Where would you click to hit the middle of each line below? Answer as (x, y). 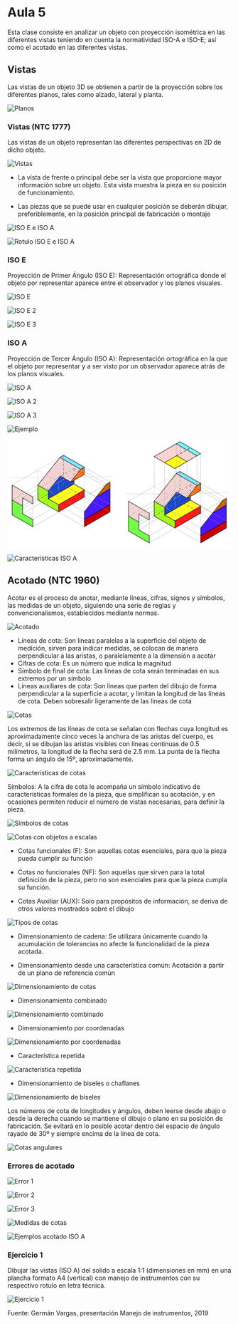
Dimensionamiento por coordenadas (71, 1028)
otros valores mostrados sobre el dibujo (76, 909)
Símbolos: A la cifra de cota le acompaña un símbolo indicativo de (104, 786)
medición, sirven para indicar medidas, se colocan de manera (108, 648)
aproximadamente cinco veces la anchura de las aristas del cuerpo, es (111, 736)
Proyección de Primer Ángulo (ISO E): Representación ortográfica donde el (117, 276)
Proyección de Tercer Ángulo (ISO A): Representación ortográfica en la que (118, 358)
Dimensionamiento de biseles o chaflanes (79, 1083)
